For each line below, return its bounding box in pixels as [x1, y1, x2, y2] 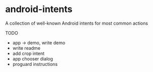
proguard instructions [12, 61, 58, 67]
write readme [12, 45, 40, 51]
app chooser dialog [12, 55, 53, 61]
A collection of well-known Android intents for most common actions [5, 20, 148, 26]
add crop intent [12, 50, 44, 56]
